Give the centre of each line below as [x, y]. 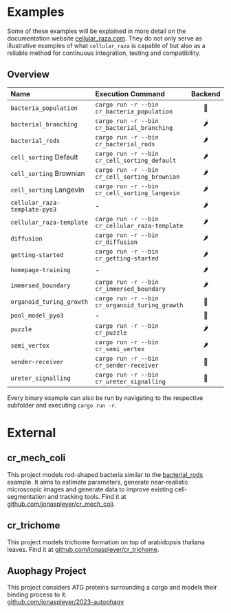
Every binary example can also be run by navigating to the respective [105, 398]
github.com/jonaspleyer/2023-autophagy [66, 602]
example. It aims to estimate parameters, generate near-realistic [98, 482]
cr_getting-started [127, 258]
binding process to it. [37, 594]
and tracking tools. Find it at [87, 496]
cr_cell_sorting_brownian [137, 177]
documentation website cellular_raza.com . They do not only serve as [105, 38]
